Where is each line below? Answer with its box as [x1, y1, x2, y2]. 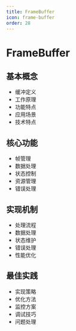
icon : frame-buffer [6, 14, 55, 20]
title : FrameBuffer [6, 8, 55, 15]
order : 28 [6, 20, 31, 26]
